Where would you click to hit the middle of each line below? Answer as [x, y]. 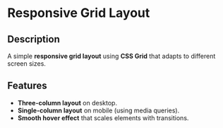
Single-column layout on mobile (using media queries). [98, 110]
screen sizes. [26, 64]
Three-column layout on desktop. [67, 103]
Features [27, 86]
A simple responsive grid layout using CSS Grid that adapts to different [111, 56]
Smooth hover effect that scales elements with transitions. [103, 117]
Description [34, 39]
